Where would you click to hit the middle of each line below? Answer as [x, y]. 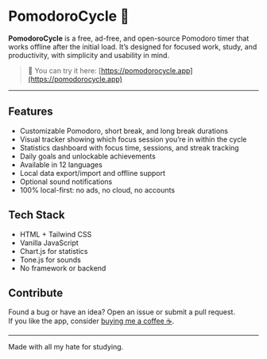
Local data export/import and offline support [92, 173]
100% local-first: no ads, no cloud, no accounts [97, 189]
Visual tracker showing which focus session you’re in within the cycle [133, 139]
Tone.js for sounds [50, 259]
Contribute [36, 293]
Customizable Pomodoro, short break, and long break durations [124, 131]
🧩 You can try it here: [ [64, 70]
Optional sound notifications [66, 181]
